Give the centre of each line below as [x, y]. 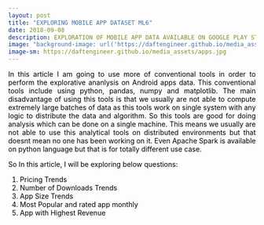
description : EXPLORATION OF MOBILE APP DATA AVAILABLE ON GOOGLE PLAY [128, 37]
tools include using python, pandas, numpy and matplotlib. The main [132, 91]
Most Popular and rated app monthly [79, 204]
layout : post [29, 15]
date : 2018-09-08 [37, 30]
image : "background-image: [52, 45]
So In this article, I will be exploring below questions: [93, 164]
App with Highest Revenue [62, 213]
